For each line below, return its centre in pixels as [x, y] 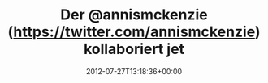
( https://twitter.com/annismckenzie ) [134, 32]
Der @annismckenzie [134, 15]
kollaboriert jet [134, 49]
